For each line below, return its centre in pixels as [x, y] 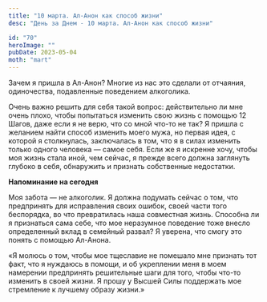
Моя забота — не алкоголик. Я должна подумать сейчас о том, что [123, 197]
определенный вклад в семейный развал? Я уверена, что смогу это [125, 232]
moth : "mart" [30, 60]
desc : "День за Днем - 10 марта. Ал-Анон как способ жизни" [111, 23]
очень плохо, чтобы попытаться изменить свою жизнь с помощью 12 [127, 115]
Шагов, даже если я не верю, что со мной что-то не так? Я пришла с [126, 124]
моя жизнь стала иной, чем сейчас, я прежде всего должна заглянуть [129, 158]
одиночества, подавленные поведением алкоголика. [99, 91]
